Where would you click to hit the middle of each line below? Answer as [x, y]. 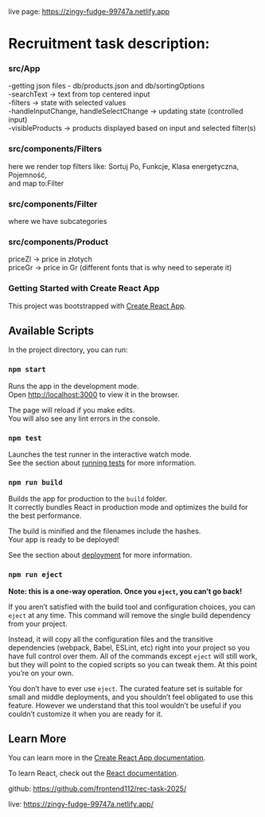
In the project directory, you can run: [68, 350]
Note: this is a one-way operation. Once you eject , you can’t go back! [125, 591]
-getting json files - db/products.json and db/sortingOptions [107, 86]
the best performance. [45, 516]
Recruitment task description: [109, 44]
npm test [25, 438]
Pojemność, [28, 175]
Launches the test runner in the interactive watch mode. [100, 454]
